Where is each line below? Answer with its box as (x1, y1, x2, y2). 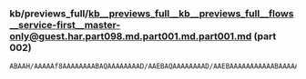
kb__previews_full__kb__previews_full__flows (87, 7, 294, 20)
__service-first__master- (9, 18, 121, 31)
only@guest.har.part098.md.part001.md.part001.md (9, 30, 252, 43)
